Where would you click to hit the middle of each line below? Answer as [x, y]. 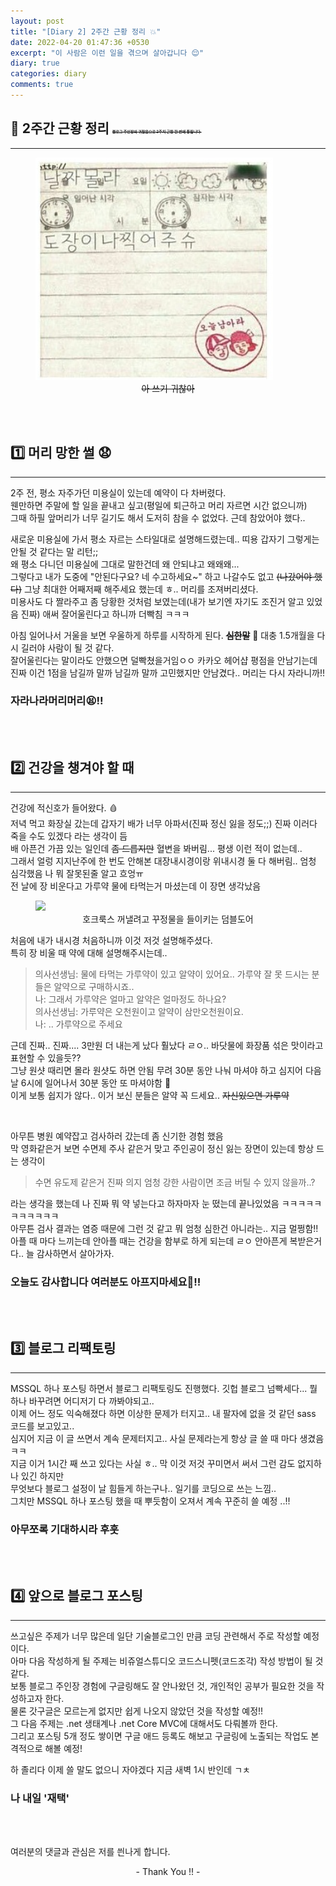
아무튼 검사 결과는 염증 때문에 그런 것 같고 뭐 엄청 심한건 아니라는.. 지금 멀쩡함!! [164, 1228]
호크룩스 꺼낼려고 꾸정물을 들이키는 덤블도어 [168, 919]
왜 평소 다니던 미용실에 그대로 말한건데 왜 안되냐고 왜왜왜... [125, 564]
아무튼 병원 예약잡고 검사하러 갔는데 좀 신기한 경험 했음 [117, 1136]
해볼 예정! [63, 1748]
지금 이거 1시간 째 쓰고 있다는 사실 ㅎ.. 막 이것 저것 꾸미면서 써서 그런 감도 [153, 1463]
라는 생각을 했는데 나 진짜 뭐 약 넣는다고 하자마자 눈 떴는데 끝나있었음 [145, 1203]
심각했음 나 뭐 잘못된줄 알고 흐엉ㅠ [77, 873]
